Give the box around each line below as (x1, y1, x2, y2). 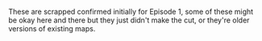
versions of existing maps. (8, 24, 96, 33)
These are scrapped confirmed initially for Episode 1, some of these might (8, 7, 254, 16)
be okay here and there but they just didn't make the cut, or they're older (8, 15, 250, 25)
